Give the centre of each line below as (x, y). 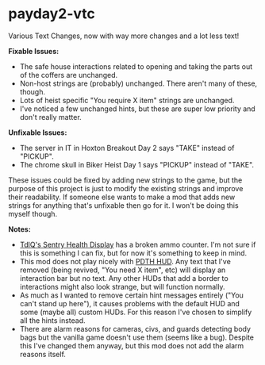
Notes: (20, 229)
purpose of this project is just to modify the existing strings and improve (126, 188)
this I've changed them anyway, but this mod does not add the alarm (132, 345)
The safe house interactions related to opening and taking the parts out (136, 66)
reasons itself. (42, 354)
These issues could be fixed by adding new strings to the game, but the (125, 180)
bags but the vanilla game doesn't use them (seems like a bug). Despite (137, 337)
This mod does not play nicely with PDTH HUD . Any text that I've (125, 261)
